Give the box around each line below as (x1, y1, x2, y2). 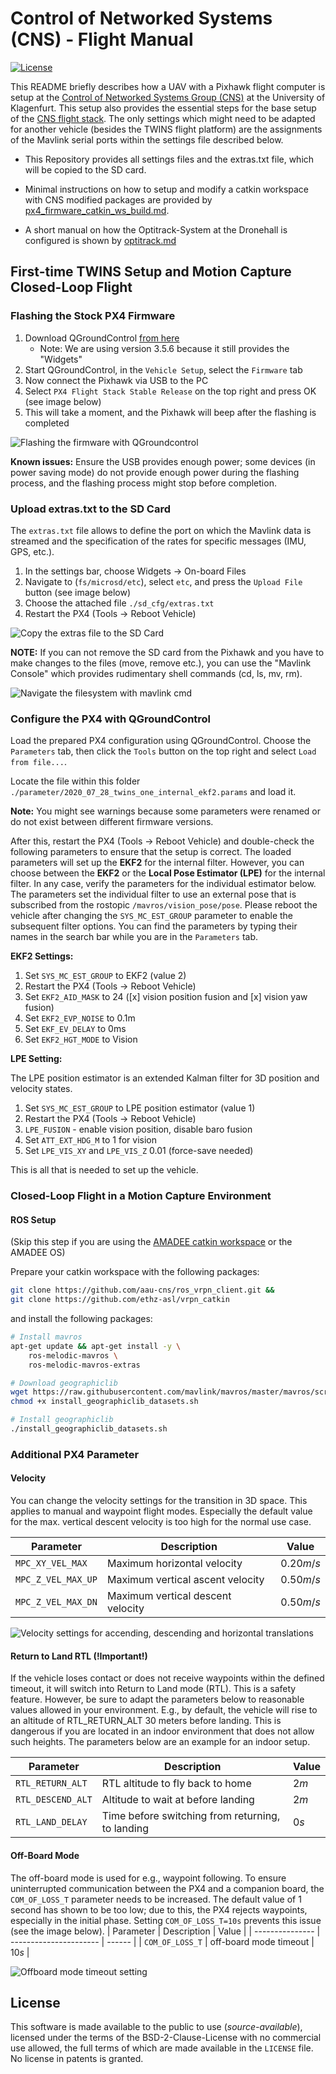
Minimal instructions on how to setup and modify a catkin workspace (24, 183, 310, 195)
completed (24, 417, 70, 429)
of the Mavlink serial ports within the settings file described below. (10, 133, 284, 146)
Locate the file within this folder (10, 775, 141, 787)
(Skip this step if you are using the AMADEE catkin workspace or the (10, 1236, 293, 1248)
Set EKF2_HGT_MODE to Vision (24, 1033, 138, 1046)
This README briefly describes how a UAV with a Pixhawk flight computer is (10, 80, 326, 92)
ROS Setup (10, 1213, 57, 1226)
